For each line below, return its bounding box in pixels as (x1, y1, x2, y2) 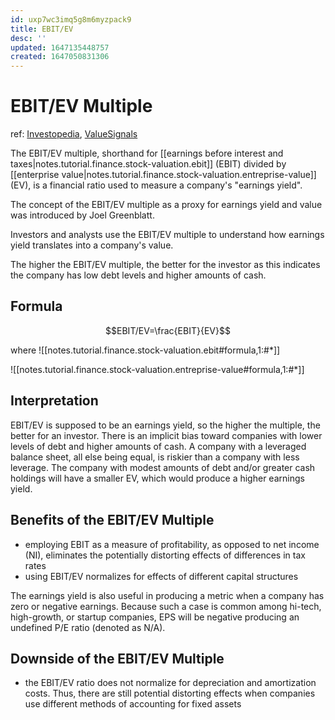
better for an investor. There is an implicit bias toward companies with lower (10, 429, 323, 441)
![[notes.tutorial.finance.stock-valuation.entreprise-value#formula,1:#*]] (10, 363, 305, 375)
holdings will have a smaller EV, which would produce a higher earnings (10, 472, 305, 484)
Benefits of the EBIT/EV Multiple (10, 512, 215, 529)
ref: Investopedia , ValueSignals (10, 128, 138, 140)
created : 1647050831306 (10, 52, 110, 62)
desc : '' (10, 33, 47, 43)
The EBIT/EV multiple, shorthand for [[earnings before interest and (10, 147, 284, 160)
